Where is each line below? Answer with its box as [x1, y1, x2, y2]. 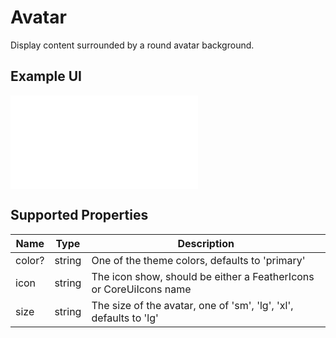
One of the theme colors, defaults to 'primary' [91, 253, 306, 267]
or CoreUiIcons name [91, 282, 192, 296]
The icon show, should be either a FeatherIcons [91, 269, 315, 283]
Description [177, 236, 235, 250]
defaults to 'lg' [91, 311, 159, 325]
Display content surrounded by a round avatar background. [10, 39, 255, 51]
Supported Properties [10, 207, 149, 224]
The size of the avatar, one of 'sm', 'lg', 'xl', [91, 298, 294, 312]
